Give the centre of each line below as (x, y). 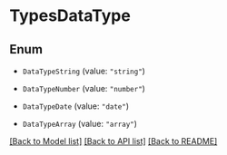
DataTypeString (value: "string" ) (84, 71)
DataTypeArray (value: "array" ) (80, 124)
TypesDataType (70, 16)
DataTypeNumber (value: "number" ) (84, 88)
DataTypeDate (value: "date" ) (76, 106)
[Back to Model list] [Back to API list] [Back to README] (113, 141)
